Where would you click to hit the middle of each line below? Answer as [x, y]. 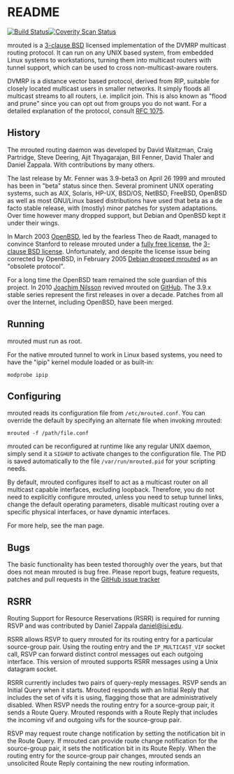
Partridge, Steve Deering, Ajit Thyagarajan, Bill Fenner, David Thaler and [111, 157]
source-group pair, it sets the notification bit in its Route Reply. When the [112, 748]
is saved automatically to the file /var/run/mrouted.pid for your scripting [111, 461]
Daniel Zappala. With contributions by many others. [81, 165]
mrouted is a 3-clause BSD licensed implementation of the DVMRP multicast [117, 45]
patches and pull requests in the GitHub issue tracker [84, 579]
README [34, 12]
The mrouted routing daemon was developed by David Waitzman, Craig [110, 150]
